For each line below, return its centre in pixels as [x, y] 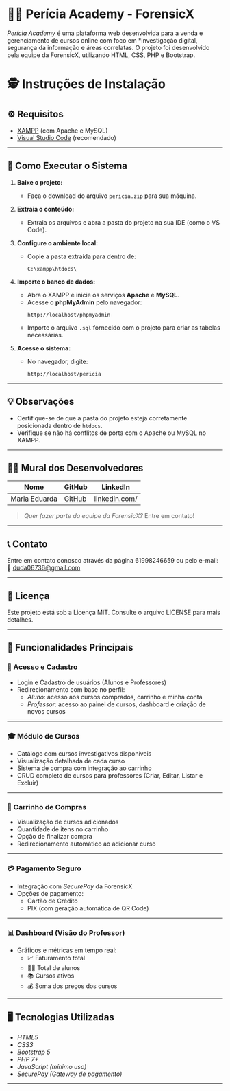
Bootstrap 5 [34, 1052]
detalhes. [20, 620]
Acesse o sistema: [44, 348]
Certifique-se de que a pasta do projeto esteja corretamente [102, 418]
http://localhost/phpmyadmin [69, 315]
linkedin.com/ [116, 499]
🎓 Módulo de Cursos [43, 736]
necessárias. [45, 335]
